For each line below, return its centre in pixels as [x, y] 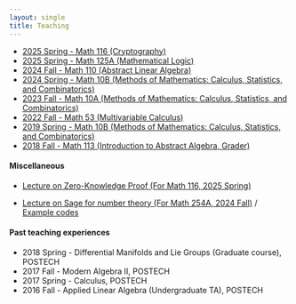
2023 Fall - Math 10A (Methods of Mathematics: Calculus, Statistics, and [154, 98]
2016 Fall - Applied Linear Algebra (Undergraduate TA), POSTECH [143, 290]
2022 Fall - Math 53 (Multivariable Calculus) [103, 117]
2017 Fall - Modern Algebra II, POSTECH [96, 271]
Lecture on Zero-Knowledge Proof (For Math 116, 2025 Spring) [136, 185]
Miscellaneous [37, 166]
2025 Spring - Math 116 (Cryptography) [94, 51]
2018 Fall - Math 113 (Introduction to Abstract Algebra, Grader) [136, 145]
